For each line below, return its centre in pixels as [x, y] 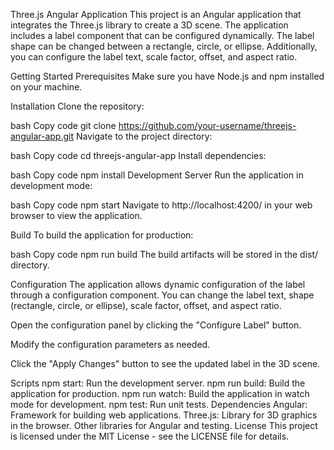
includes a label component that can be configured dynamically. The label [162, 35]
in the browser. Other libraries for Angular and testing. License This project [164, 425]
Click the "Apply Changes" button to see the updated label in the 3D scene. [165, 363]
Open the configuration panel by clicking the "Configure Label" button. [156, 325]
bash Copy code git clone [63, 125]
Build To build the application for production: [102, 235]
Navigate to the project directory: [144, 136]
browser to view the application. [76, 215]
